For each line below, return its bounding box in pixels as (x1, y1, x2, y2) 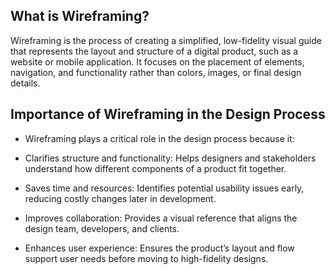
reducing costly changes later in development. (24, 192, 217, 204)
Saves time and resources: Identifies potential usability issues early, (24, 182, 305, 194)
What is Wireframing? (10, 8, 150, 25)
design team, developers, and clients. (24, 222, 180, 234)
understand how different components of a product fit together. (24, 162, 287, 174)
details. (10, 77, 41, 89)
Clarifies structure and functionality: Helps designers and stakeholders (24, 152, 317, 164)
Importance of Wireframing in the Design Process (10, 106, 326, 123)
